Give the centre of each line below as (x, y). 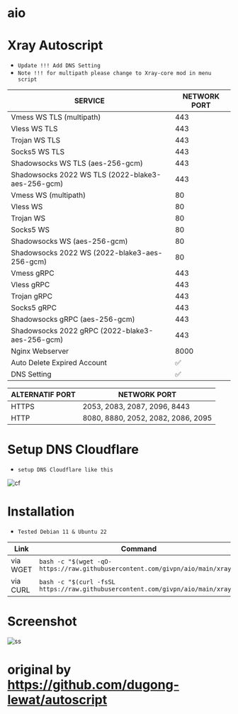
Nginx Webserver (40, 351)
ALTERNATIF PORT (43, 395)
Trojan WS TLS (36, 140)
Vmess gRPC (33, 273)
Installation (41, 512)
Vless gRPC (30, 285)
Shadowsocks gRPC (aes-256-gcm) (73, 319)
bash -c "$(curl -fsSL (77, 582)
